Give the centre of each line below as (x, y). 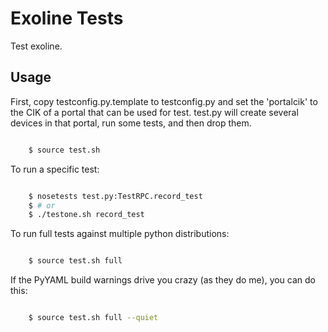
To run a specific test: (55, 169)
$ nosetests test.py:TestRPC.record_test (115, 196)
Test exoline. (36, 46)
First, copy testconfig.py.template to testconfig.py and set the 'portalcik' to (164, 101)
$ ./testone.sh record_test (86, 215)
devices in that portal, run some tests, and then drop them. (131, 123)
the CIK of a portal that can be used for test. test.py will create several (154, 112)
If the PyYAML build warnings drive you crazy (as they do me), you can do (163, 280)
